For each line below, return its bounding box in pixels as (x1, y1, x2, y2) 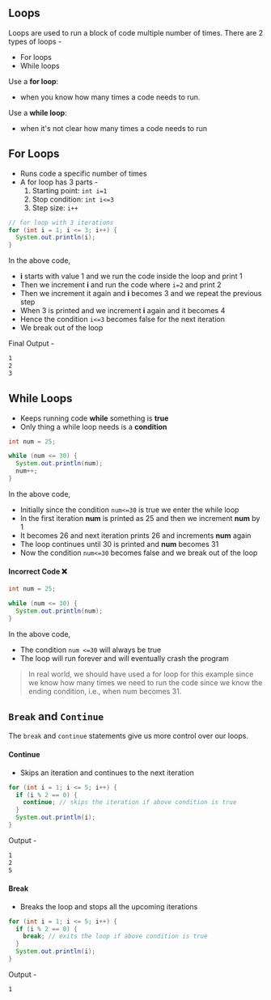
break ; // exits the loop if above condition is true (23, 932, 208, 941)
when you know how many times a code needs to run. (19, 92, 201, 102)
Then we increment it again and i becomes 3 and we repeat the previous (19, 289, 262, 299)
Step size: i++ (32, 202, 78, 213)
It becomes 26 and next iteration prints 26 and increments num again (19, 530, 252, 540)
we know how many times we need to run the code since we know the (28, 677, 263, 687)
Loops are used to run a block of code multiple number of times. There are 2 (8, 28, 264, 37)
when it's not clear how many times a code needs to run (19, 123, 208, 133)
